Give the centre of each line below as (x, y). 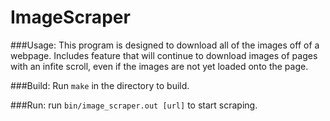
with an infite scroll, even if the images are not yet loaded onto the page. (159, 66)
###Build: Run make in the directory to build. (100, 85)
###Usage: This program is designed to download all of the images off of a (165, 45)
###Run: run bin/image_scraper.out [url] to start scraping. (134, 105)
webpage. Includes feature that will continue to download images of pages (164, 55)
